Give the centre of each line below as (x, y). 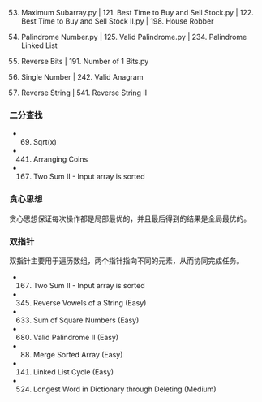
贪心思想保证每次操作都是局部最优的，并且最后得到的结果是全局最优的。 (130, 218)
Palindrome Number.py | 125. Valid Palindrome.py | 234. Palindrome (134, 37)
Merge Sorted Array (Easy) (78, 354)
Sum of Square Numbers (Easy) (86, 320)
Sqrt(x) (45, 142)
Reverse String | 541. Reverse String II (84, 93)
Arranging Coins (60, 159)
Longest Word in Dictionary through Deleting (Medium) (125, 389)
